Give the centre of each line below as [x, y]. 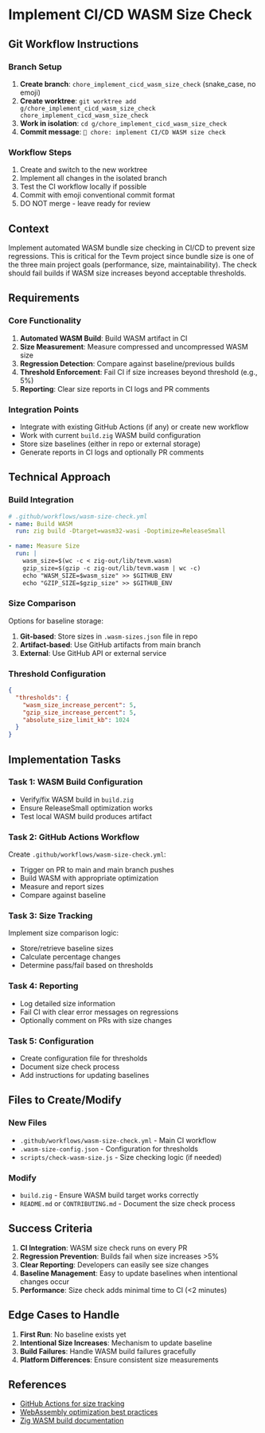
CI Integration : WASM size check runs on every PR [103, 1248]
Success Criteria [51, 1229]
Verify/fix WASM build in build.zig [76, 799]
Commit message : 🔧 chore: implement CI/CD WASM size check [123, 131]
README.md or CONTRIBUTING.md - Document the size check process [127, 1203]
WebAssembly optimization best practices [89, 1412]
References [37, 1384]
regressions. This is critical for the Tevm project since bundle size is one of [131, 256]
